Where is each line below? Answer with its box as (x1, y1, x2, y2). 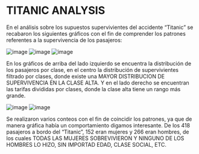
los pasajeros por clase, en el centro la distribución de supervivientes (6, 66, 179, 73)
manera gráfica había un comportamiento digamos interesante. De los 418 (6, 121, 191, 129)
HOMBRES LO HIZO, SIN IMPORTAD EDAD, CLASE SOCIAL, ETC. (6, 141, 167, 148)
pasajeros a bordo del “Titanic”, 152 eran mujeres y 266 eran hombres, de (6, 128, 189, 135)
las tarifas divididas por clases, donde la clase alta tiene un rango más (6, 85, 181, 92)
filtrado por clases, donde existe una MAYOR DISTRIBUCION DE (6, 72, 165, 80)
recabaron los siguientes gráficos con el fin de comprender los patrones (6, 30, 186, 37)
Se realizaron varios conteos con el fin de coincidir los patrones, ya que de (6, 115, 192, 123)
